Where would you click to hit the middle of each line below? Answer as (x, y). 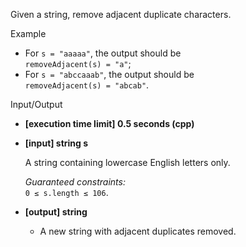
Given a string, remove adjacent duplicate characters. (121, 14)
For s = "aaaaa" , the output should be (103, 53)
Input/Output (36, 104)
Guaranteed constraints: (75, 182)
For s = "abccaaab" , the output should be (109, 74)
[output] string (56, 212)
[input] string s (56, 143)
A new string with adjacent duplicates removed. (138, 231)
